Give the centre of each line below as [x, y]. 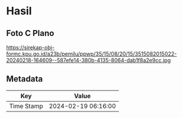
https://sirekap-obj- [30, 47]
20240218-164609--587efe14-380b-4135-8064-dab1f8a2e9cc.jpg [89, 60]
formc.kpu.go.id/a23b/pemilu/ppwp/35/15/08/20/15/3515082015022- [92, 54]
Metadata [25, 79]
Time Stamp [26, 106]
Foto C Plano [30, 33]
